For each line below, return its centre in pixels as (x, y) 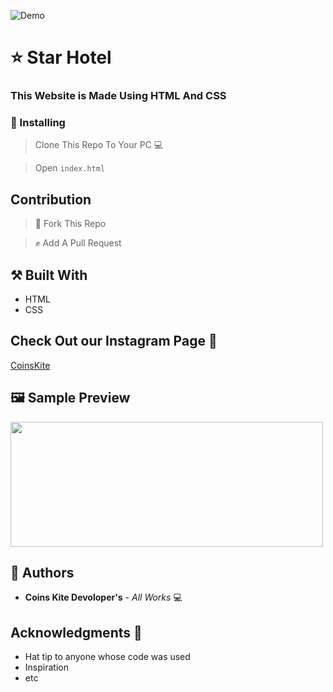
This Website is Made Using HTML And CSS (118, 96)
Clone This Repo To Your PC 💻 (99, 145)
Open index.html (70, 168)
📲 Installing (38, 123)
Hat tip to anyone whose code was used (107, 657)
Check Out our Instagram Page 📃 (114, 341)
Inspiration (46, 667)
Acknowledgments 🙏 (76, 632)
